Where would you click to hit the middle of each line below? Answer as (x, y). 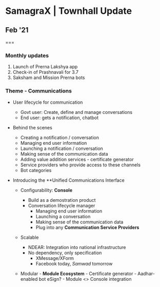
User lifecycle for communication (48, 102)
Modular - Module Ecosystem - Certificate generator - (78, 273)
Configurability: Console (46, 190)
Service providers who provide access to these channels (81, 165)
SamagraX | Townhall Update (69, 11)
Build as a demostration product (62, 200)
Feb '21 (17, 30)
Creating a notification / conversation (59, 137)
